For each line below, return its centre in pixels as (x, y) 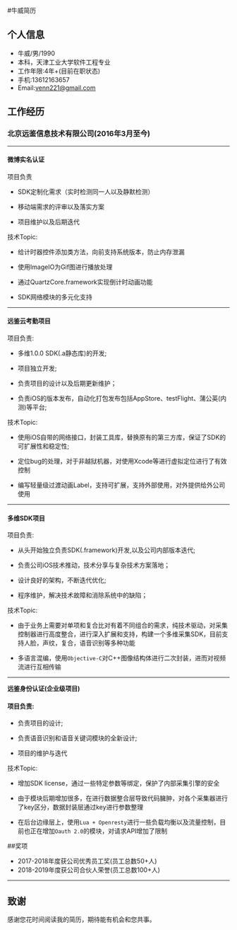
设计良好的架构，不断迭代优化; (62, 580)
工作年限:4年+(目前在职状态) (59, 71)
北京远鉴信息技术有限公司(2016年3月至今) (79, 134)
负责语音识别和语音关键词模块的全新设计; (77, 738)
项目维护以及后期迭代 (48, 222)
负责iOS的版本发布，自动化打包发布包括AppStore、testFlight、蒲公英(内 (122, 398)
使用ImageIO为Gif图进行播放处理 (65, 267)
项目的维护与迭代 (42, 753)
